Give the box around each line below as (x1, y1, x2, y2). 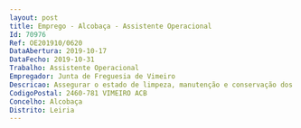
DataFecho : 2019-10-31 (9, 55, 95, 64)
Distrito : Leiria (9, 105, 75, 114)
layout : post (9, 13, 59, 23)
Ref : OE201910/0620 (9, 38, 83, 48)
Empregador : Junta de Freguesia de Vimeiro (9, 72, 176, 81)
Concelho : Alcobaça (9, 96, 83, 106)
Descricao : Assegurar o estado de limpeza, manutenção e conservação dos (9, 80, 294, 89)
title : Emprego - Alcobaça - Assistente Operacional (9, 22, 212, 31)
